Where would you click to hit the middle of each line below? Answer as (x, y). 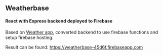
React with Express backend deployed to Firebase (59, 21)
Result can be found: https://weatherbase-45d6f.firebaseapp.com (74, 47)
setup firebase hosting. (29, 37)
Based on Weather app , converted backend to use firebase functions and (82, 32)
